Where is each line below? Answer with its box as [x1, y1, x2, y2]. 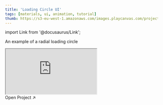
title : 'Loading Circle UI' [5, 7, 62, 12]
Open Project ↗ [5, 95, 36, 101]
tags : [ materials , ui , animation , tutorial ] [5, 12, 97, 16]
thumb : [5, 16, 18, 21]
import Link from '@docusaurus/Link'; [5, 30, 81, 35]
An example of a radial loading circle [5, 39, 78, 45]
